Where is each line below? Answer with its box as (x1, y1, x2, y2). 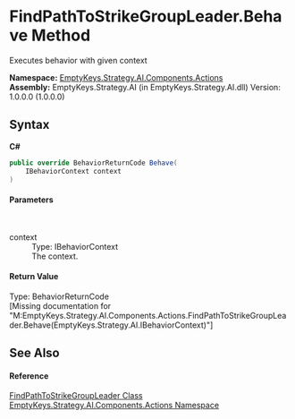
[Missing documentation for (9, 300, 112, 311)
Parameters (9, 194, 54, 205)
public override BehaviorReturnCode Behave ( (9, 158, 178, 167)
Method (30, 25, 91, 46)
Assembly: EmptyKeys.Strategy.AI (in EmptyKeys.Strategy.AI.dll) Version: (9, 81, 282, 92)
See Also (9, 346, 60, 361)
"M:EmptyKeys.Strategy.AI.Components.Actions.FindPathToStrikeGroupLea (9, 310, 287, 321)
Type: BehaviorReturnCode (9, 291, 110, 302)
